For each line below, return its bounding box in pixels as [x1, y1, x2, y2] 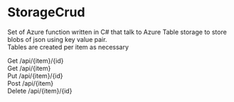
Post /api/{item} [7, 79, 54, 87]
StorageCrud [7, 4, 85, 21]
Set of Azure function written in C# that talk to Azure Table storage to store [7, 28, 228, 36]
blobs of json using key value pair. [7, 35, 107, 43]
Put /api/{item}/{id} [7, 72, 63, 80]
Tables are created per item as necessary [7, 42, 129, 51]
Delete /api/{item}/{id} [7, 86, 73, 95]
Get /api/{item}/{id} [7, 56, 64, 64]
